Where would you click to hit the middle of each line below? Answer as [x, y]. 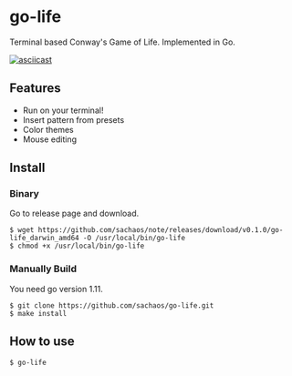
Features [35, 88]
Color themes [48, 129]
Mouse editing [50, 139]
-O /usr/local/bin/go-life [134, 239]
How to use [42, 342]
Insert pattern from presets [73, 119]
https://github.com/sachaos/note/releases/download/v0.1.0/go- [161, 230]
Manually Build [43, 269]
